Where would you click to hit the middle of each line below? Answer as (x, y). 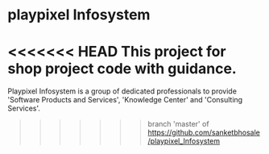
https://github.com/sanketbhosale (204, 133)
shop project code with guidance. (122, 69)
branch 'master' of (179, 124)
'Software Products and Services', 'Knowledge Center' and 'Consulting (125, 100)
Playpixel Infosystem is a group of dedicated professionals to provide (122, 91)
